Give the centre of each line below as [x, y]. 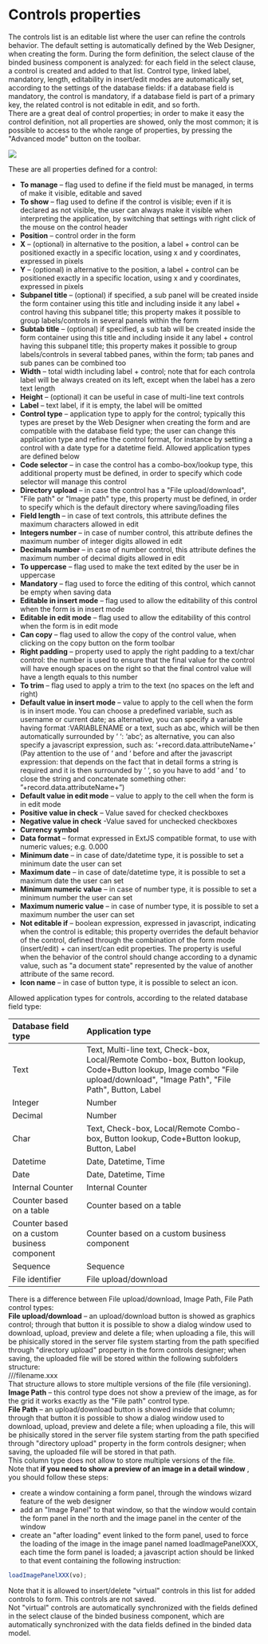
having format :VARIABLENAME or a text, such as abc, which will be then [140, 728]
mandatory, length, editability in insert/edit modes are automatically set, [126, 79]
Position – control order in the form [77, 235]
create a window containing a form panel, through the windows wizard [136, 1492]
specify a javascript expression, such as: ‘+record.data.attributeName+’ [138, 745]
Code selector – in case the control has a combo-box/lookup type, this [136, 464]
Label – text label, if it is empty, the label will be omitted [111, 405]
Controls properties [75, 15]
